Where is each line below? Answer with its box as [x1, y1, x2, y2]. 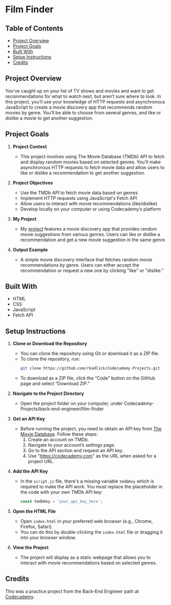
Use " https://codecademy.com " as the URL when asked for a [28, 453, 157, 459]
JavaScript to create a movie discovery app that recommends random [5, 104, 153, 110]
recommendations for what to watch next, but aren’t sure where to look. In [5, 93, 162, 99]
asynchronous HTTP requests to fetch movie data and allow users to [20, 164, 165, 170]
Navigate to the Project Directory [12, 390, 84, 397]
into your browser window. [20, 534, 77, 540]
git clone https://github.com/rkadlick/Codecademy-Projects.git [20, 366, 160, 371]
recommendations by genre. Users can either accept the [20, 262, 139, 268]
